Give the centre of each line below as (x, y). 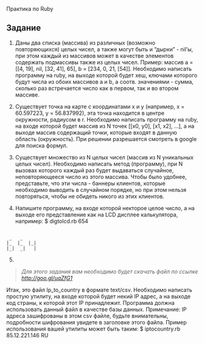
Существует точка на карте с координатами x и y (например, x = (100, 106)
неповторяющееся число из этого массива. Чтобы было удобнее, (101, 177)
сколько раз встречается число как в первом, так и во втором (97, 88)
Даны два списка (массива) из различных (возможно (85, 43)
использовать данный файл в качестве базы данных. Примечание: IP (97, 309)
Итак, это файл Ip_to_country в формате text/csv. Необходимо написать (99, 290)
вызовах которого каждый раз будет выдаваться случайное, (94, 170)
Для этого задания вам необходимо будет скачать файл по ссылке (110, 271)
